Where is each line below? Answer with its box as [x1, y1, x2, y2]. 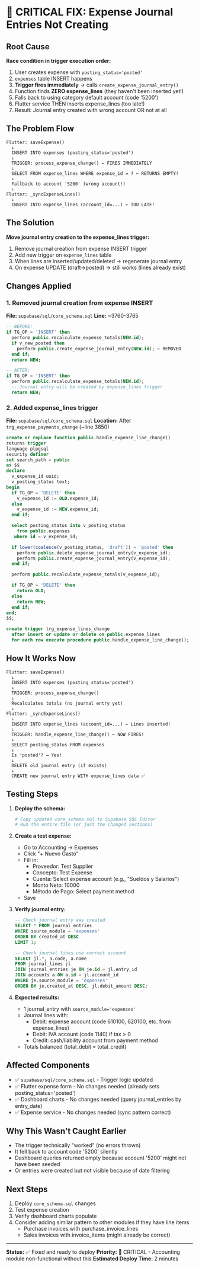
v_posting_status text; [11, 479, 70, 485]
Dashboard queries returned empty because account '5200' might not [14, 1154, 187, 1161]
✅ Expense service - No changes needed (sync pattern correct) [14, 1109, 171, 1116]
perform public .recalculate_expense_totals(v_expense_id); [11, 571, 161, 577]
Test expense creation [14, 1206, 69, 1213]
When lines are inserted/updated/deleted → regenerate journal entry [14, 257, 182, 264]
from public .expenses [17, 528, 70, 534]
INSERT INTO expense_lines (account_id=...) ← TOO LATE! [11, 202, 155, 207]
